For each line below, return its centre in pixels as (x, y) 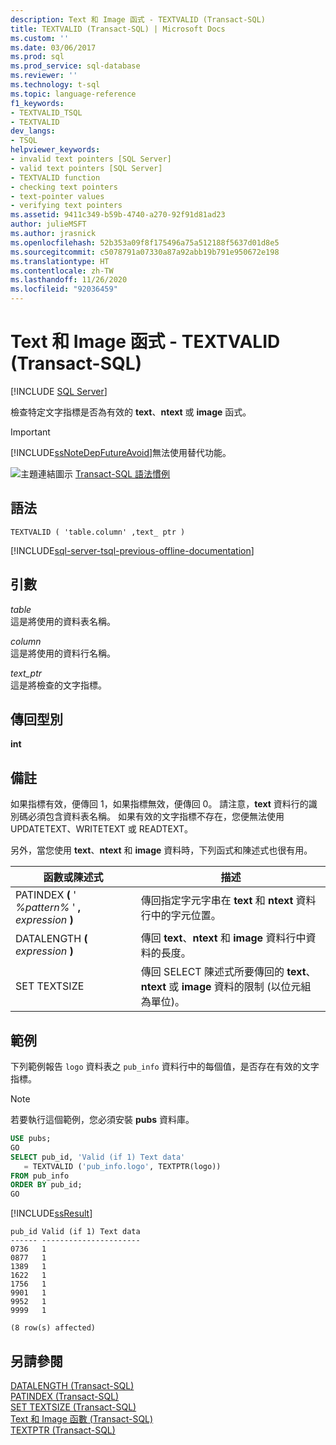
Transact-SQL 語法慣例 (122, 473)
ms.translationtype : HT (60, 261)
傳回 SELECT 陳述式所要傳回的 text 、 (228, 972)
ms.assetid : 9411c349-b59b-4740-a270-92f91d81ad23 (118, 215)
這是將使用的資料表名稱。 (63, 621)
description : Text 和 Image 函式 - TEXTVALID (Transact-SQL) (138, 19)
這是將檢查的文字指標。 (58, 685)
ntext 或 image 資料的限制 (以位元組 (226, 987)
